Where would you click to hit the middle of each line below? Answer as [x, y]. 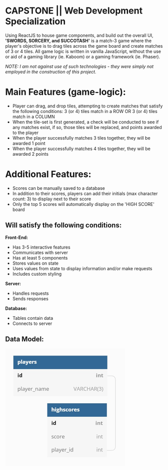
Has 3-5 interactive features [41, 247]
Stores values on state [35, 263]
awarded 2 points [30, 154]
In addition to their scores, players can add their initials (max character [85, 193]
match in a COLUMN [33, 116]
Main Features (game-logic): [65, 92]
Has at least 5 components [40, 258]
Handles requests [30, 293]
